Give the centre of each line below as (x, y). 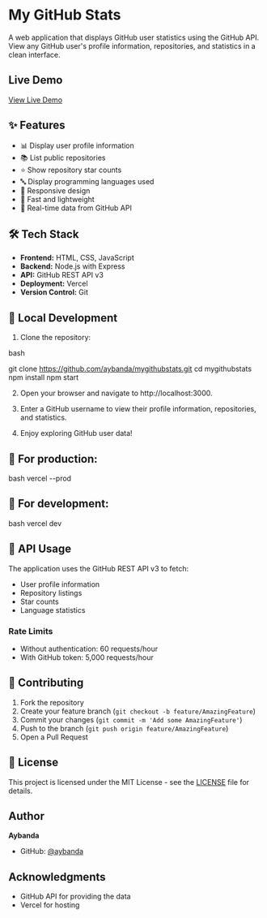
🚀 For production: (53, 459)
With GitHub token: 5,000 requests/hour (87, 657)
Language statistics (53, 610)
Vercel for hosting (50, 905)
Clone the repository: (55, 338)
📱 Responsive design (55, 190)
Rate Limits (31, 631)
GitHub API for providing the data (75, 896)
